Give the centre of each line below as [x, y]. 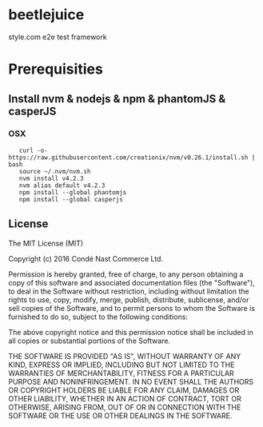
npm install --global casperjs [71, 199]
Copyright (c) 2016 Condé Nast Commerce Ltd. [86, 258]
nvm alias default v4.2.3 [62, 186]
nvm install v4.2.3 [51, 178]
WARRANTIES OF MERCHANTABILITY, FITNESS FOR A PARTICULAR [121, 373]
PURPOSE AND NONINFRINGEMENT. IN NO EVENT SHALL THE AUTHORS [131, 381]
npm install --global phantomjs [73, 192]
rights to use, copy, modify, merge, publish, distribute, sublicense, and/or [129, 299]
